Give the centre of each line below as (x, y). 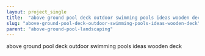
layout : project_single (37, 12)
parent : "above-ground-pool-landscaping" (60, 29)
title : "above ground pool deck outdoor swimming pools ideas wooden (98, 18)
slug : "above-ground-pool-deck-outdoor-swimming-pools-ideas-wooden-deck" (103, 23)
